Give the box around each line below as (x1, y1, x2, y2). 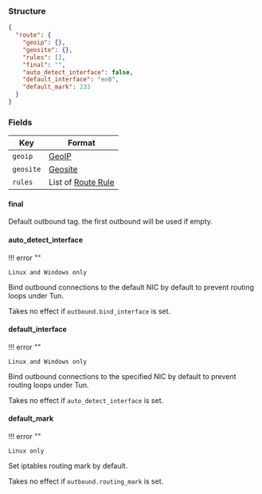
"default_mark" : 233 (22, 83, 91, 91)
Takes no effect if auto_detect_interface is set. (8, 395, 164, 405)
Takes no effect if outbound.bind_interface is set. (8, 306, 171, 316)
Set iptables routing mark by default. (8, 461, 128, 471)
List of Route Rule (49, 177, 115, 188)
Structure (8, 6, 46, 17)
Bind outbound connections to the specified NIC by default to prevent (8, 371, 237, 381)
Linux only (8, 447, 45, 456)
